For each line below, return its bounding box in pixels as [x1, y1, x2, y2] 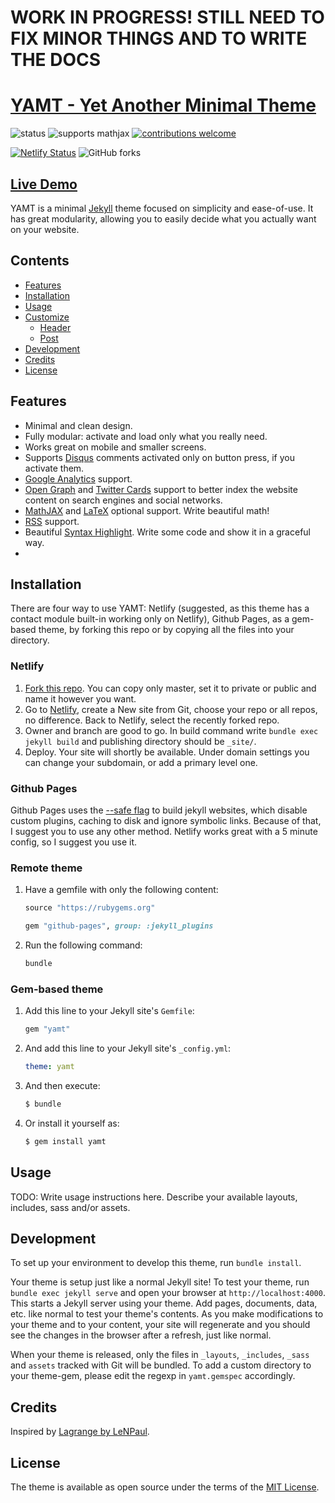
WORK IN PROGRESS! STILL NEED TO [10, 6, 325, 29]
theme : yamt [24, 1062, 75, 1072]
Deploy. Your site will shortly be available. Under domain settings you [24, 746, 310, 758]
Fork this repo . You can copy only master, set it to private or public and [24, 682, 317, 694]
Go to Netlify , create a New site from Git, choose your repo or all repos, [24, 703, 318, 715]
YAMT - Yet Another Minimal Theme [10, 94, 317, 117]
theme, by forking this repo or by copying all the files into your [38, 624, 295, 636]
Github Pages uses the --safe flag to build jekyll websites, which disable [10, 804, 308, 816]
